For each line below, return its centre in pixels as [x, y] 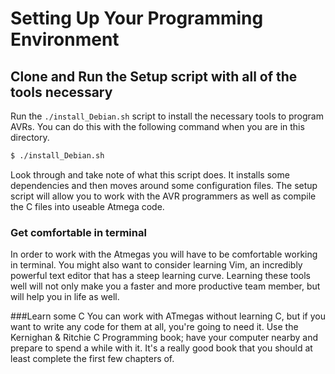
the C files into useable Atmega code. [87, 206]
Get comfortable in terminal [78, 232]
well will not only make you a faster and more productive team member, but [165, 286]
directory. [30, 137]
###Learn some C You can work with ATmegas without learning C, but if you [168, 316]
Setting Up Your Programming [137, 18]
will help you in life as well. [65, 297]
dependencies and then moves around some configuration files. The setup [164, 185]
